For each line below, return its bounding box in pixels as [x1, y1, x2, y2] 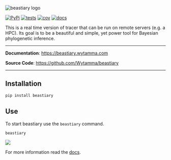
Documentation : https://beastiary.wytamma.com [5, 50, 108, 56]
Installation [5, 79, 42, 88]
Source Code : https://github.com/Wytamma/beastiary [5, 60, 119, 66]
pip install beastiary [5, 93, 53, 98]
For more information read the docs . [5, 149, 81, 155]
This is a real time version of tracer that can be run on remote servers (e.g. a [5, 24, 165, 31]
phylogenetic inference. [5, 36, 55, 41]
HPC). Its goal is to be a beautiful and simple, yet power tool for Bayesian [5, 30, 159, 36]
